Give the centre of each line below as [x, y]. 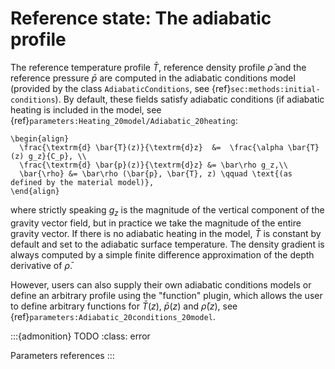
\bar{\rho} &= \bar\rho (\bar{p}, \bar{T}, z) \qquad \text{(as [156, 173]
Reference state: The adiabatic [141, 18]
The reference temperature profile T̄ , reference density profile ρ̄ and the [158, 67]
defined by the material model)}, [82, 182]
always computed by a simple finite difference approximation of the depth [162, 254]
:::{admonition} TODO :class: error [80, 336]
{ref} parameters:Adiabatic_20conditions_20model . [113, 316]
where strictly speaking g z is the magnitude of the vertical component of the [167, 210]
